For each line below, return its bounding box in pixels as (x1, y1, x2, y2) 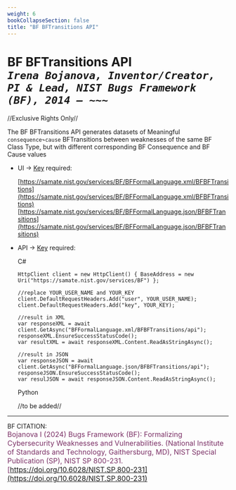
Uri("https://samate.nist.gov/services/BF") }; (17, 277, 159, 284)
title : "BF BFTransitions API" (7, 23, 99, 30)
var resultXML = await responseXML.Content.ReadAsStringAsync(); (17, 339, 213, 346)
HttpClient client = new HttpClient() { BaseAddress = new (17, 271, 195, 278)
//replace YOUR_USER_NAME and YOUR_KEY (17, 290, 135, 297)
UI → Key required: (17, 164, 72, 173)
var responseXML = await (17, 320, 91, 328)
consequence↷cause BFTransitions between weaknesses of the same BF (7, 135, 212, 144)
